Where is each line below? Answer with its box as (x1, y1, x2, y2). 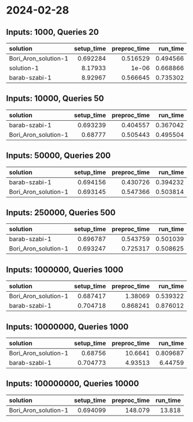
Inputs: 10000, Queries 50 (6, 94, 104, 104)
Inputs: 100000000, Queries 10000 (6, 378, 139, 389)
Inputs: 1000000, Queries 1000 (6, 265, 124, 275)
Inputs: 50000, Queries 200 (6, 151, 111, 161)
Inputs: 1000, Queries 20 (6, 27, 99, 37)
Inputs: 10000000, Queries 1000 (6, 322, 129, 332)
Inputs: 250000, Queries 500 (6, 207, 116, 218)
